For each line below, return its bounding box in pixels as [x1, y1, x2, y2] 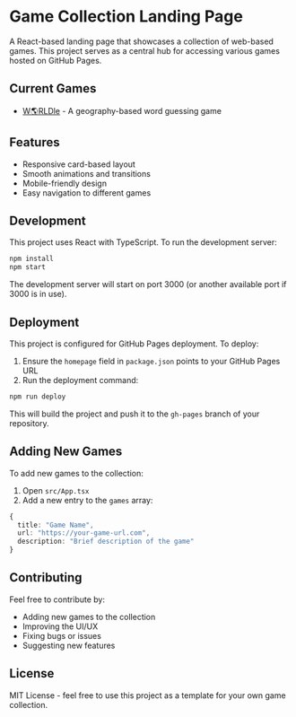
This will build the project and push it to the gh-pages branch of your [9, 408, 260, 419]
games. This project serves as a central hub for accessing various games [9, 45, 281, 56]
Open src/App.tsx [22, 485, 90, 495]
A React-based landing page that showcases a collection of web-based [9, 36, 274, 47]
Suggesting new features [22, 640, 116, 651]
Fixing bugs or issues [22, 630, 101, 641]
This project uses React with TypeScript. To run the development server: [9, 237, 277, 248]
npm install [9, 254, 54, 264]
